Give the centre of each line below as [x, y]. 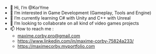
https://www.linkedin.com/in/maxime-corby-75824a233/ [76, 41]
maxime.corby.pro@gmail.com [49, 36]
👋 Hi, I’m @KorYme [29, 8]
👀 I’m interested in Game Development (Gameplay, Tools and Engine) [80, 13]
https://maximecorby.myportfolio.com [56, 46]
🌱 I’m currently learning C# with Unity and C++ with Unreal [70, 18]
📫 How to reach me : [32, 29]
